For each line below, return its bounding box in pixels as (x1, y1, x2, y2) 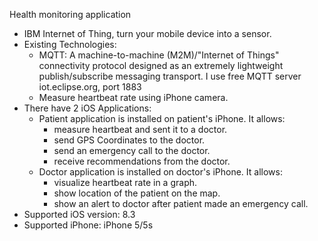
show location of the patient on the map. (53, 187, 221, 199)
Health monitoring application (9, 9, 132, 20)
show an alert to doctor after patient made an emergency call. (53, 198, 309, 209)
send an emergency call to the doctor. (53, 145, 211, 156)
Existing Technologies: (23, 39, 117, 50)
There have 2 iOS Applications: (23, 102, 152, 114)
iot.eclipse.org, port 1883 (38, 81, 142, 93)
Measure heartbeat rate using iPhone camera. (38, 92, 229, 103)
